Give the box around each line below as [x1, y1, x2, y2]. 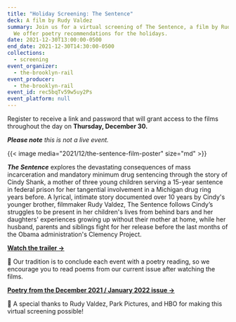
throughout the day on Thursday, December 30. [7, 122, 148, 130]
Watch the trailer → [7, 244, 65, 252]
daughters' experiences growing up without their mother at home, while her [7, 215, 226, 224]
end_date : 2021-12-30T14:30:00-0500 [7, 43, 114, 50]
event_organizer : [7, 63, 58, 70]
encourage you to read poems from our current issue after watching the [7, 265, 216, 273]
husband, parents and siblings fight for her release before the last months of [7, 223, 228, 231]
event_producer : [7, 75, 55, 83]
